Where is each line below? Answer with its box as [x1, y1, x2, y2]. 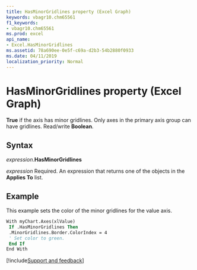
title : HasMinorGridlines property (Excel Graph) [6, 8, 132, 15]
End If [8, 241, 26, 247]
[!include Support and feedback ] [6, 257, 84, 264]
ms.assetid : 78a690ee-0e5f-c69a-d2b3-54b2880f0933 [6, 48, 134, 54]
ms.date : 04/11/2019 [6, 53, 58, 59]
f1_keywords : [6, 20, 39, 26]
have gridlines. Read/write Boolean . [6, 123, 94, 130]
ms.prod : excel [6, 31, 44, 37]
